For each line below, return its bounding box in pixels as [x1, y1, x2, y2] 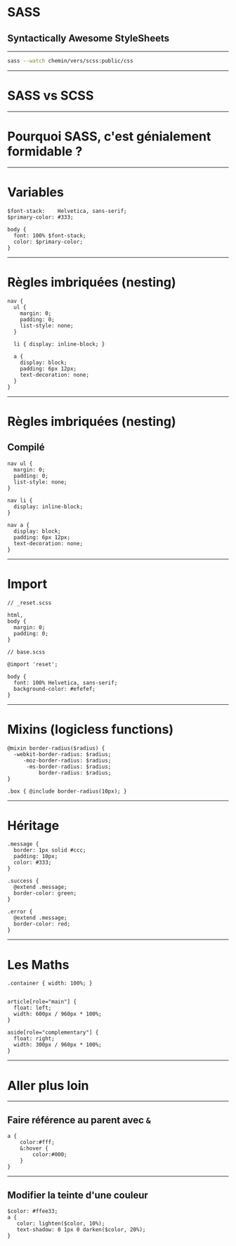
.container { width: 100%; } [7, 980, 93, 987]
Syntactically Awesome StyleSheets [7, 32, 170, 44]
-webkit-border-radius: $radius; [13, 751, 112, 758]
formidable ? [7, 143, 83, 159]
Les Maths [7, 956, 70, 973]
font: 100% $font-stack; [13, 232, 86, 239]
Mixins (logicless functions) [7, 721, 174, 737]
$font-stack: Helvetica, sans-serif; [7, 207, 128, 214]
